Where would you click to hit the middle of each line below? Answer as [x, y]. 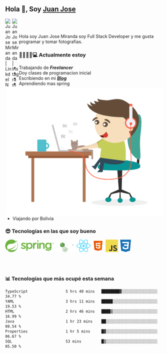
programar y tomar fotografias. [51, 41]
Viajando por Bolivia [33, 218]
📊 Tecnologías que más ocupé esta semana [60, 278]
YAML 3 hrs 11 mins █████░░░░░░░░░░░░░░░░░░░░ [81, 301]
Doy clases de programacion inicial [55, 73]
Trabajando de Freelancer [46, 67]
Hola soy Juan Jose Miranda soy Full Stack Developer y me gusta [86, 36]
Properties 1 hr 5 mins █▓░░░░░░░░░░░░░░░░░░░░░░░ [81, 331]
